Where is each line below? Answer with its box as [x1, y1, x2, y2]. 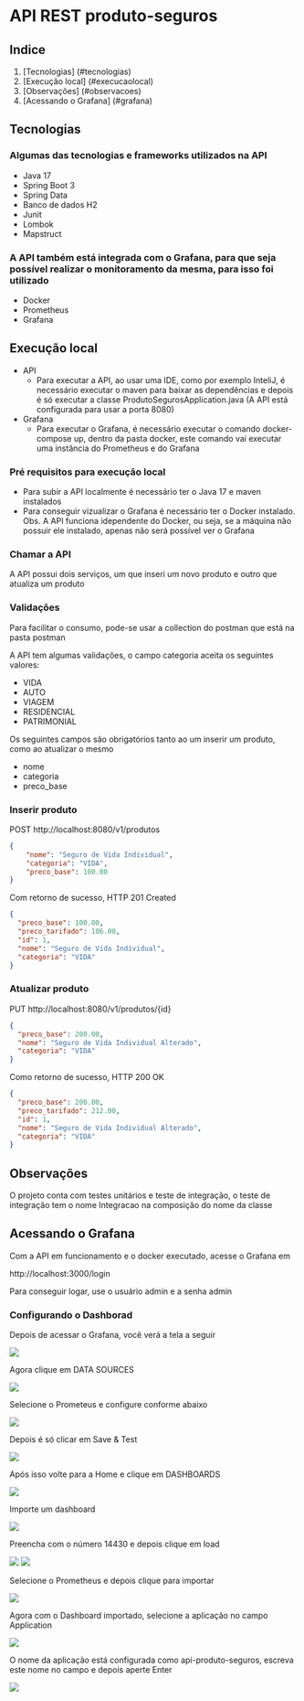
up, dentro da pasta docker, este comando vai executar [73, 433, 282, 444]
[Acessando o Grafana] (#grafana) [22, 95, 153, 106]
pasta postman [9, 632, 66, 643]
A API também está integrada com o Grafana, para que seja [9, 251, 277, 263]
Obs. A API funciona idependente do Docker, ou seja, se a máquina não [22, 516, 292, 527]
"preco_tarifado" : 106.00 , [17, 927, 121, 936]
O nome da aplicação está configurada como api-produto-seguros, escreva [9, 1654, 294, 1665]
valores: [9, 659, 40, 670]
